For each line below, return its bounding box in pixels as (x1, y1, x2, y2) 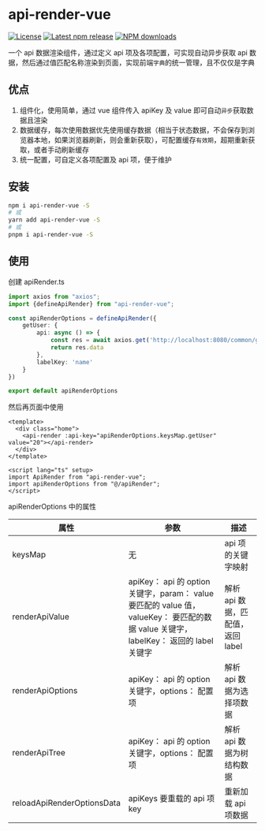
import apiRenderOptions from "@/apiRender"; (8, 480, 160, 488)
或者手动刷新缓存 (33, 144, 89, 155)
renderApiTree (12, 747, 65, 758)
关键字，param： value (128, 588, 215, 599)
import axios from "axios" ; (8, 293, 101, 300)
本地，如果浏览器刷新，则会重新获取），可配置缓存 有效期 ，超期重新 (33, 135, 248, 144)
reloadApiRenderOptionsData (12, 798, 121, 809)
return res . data (50, 344, 104, 352)
